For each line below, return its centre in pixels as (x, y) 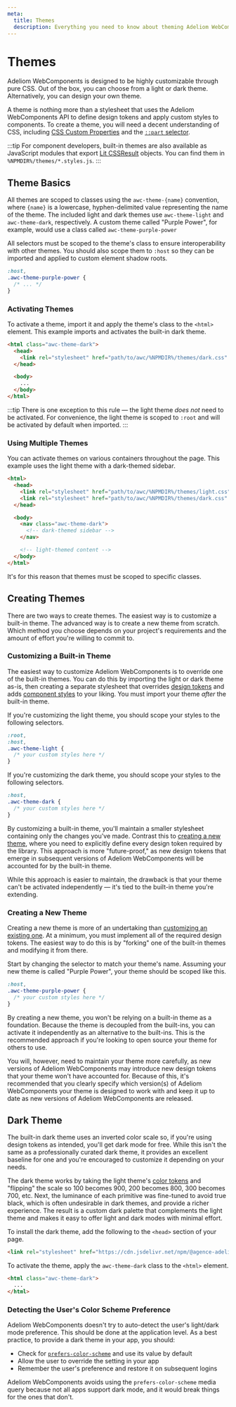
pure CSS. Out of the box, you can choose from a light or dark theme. (108, 89)
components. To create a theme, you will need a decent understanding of (113, 125)
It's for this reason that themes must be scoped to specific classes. (104, 576)
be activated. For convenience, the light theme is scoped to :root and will (114, 417)
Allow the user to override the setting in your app (88, 1361)
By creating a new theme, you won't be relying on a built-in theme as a (110, 1017)
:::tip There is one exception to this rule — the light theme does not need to (116, 409)
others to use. (27, 1047)
